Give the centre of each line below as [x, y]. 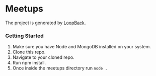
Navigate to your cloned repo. [43, 57]
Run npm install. [29, 63]
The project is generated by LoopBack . [46, 23]
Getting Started [24, 36]
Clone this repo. [29, 52]
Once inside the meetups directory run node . [60, 68]
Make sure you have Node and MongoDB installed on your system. [82, 47]
